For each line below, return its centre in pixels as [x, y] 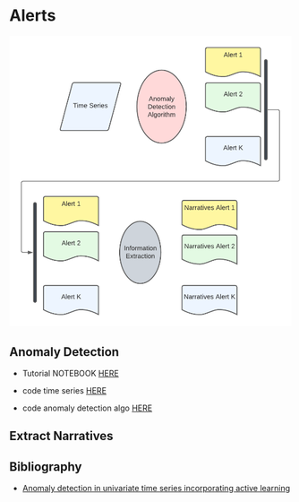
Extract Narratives [61, 436]
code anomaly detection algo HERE [87, 408]
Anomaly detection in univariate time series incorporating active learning [156, 489]
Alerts [33, 16]
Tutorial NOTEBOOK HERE [70, 374]
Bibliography [46, 467]
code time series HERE [64, 391]
